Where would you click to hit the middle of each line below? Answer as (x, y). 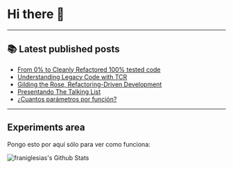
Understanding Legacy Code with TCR (72, 77)
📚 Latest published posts (63, 49)
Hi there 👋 (36, 14)
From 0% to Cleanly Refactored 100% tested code (89, 70)
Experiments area (46, 128)
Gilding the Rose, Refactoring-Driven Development (89, 84)
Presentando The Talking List (59, 91)
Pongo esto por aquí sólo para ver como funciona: (79, 144)
